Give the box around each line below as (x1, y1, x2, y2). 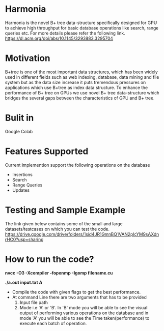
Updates (12, 187, 30, 193)
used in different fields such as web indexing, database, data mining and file (5, 74, 160, 80)
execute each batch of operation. (19, 320, 87, 326)
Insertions (12, 171, 33, 178)
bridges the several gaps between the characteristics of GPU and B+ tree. (5, 95, 155, 101)
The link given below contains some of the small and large (5, 220, 123, 227)
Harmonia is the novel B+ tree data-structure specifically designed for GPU (5, 20, 157, 26)
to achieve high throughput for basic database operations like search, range (5, 25, 159, 30)
